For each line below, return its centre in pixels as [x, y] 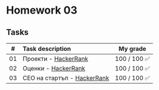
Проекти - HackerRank [56, 59]
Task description [47, 49]
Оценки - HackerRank [54, 68]
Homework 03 [42, 10]
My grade [132, 49]
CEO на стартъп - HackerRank [66, 78]
